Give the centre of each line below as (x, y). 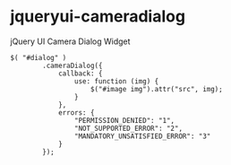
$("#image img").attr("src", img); (156, 89)
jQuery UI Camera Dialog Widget (70, 41)
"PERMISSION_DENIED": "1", (124, 120)
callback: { (80, 74)
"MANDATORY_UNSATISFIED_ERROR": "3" (142, 136)
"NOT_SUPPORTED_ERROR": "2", (128, 128)
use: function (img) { (116, 81)
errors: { (76, 113)
